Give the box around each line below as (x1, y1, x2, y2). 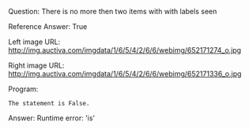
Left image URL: (8, 37, 61, 46)
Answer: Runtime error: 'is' (8, 113, 96, 123)
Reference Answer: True (8, 22, 88, 31)
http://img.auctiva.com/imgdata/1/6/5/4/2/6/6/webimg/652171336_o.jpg (8, 69, 242, 78)
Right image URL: (8, 61, 65, 70)
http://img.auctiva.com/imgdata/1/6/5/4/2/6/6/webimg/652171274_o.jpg (8, 46, 242, 54)
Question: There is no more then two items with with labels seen (8, 7, 217, 16)
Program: (8, 84, 39, 94)
